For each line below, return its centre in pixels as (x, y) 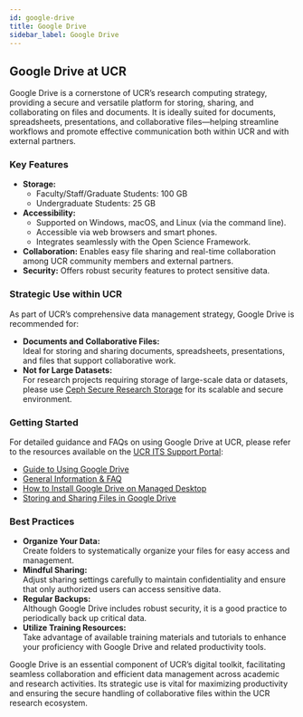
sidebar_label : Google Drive (64, 34)
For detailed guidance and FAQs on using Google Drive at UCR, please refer (150, 442)
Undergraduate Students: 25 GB (96, 204)
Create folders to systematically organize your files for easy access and (156, 551)
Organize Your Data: (62, 541)
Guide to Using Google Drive (76, 469)
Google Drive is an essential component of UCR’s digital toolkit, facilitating (147, 664)
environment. (47, 398)
